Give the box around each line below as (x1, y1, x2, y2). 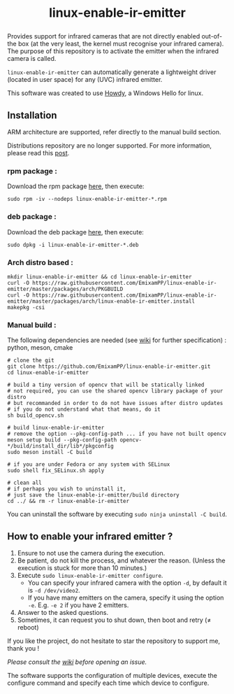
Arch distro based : (7, 257, 73, 267)
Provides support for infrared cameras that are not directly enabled (7, 32, 200, 41)
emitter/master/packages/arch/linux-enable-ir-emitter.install (7, 297, 196, 305)
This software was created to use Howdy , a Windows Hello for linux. (7, 89, 204, 97)
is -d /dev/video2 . (27, 586, 80, 594)
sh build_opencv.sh (7, 412, 64, 419)
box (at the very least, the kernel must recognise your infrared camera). (17, 40, 224, 48)
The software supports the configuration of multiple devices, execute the (7, 672, 218, 679)
